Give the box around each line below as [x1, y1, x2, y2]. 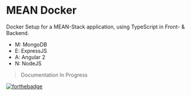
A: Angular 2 [14, 53, 46, 60]
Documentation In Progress [20, 71, 88, 78]
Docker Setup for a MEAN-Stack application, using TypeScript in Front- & [6, 23, 185, 30]
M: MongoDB [14, 41, 47, 48]
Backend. [6, 29, 30, 36]
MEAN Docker [6, 4, 77, 17]
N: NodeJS [14, 60, 42, 67]
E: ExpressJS [14, 47, 47, 54]
